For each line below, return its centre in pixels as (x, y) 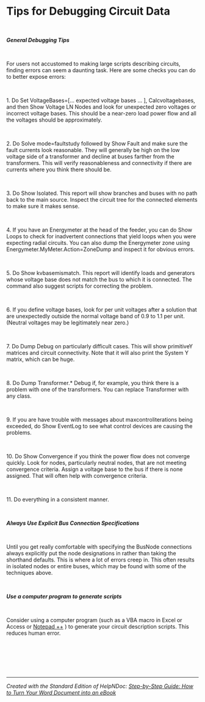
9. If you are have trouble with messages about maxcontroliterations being (100, 419)
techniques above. (30, 572)
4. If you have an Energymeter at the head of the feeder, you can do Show (99, 230)
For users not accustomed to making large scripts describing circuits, (94, 64)
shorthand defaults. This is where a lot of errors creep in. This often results (101, 560)
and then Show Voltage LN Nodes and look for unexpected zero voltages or (101, 107)
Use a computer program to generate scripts (64, 596)
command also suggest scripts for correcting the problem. (80, 286)
